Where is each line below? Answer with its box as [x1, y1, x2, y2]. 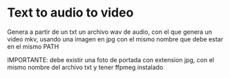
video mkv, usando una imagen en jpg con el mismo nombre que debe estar [7, 35, 223, 43]
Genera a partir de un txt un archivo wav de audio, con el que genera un [7, 28, 213, 36]
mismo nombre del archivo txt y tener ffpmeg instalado [7, 63, 164, 71]
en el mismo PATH [7, 42, 59, 50]
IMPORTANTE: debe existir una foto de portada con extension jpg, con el [7, 55, 214, 64]
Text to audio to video [7, 5, 134, 21]
